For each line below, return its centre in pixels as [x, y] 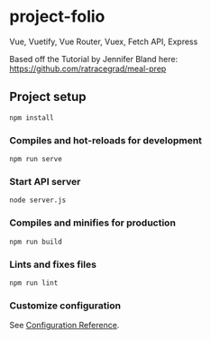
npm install [32, 118]
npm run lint [34, 283]
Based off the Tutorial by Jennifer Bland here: [94, 59]
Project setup [48, 97]
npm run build [36, 242]
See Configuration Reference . [64, 325]
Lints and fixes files [53, 264]
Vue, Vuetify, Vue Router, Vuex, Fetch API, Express [104, 41]
